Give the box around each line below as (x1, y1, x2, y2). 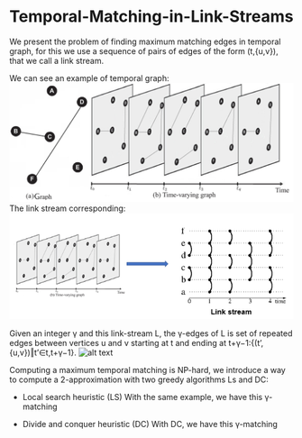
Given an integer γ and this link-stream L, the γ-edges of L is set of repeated (9, 327, 293, 339)
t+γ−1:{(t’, (228, 337, 264, 348)
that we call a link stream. (9, 55, 105, 66)
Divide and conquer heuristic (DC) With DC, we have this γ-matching (22, 418, 278, 429)
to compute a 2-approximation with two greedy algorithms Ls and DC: (9, 374, 269, 385)
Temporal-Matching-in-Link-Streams (9, 6, 294, 27)
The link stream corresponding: (9, 203, 126, 214)
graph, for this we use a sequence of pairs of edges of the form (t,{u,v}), (9, 45, 279, 56)
